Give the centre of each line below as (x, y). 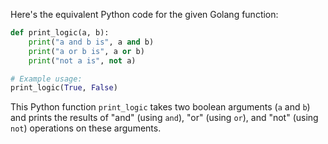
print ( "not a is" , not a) (82, 60)
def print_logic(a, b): (60, 33)
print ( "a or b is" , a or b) (86, 51)
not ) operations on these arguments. (86, 128)
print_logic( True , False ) (64, 88)
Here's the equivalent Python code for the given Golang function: (144, 14)
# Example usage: (46, 79)
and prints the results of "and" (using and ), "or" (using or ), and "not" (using (164, 118)
